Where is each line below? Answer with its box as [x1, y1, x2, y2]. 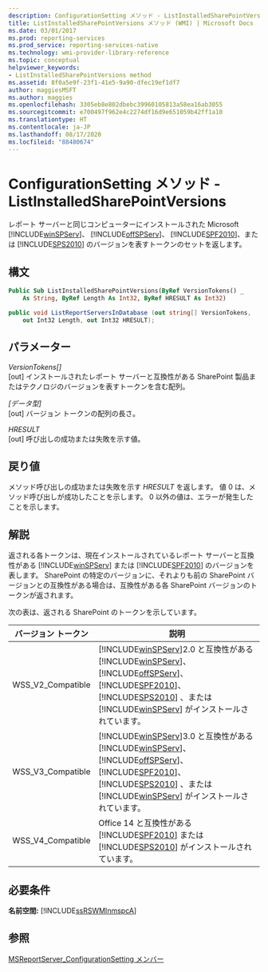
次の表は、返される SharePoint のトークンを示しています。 [8, 608, 201, 617]
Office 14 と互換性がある [98, 818, 192, 829]
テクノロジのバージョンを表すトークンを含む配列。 [22, 381, 190, 391]
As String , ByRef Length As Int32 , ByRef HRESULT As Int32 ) [22, 295, 227, 303]
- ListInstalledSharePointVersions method [8, 71, 152, 79]
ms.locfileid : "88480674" [8, 137, 94, 146]
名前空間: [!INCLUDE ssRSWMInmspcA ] [8, 906, 137, 915]
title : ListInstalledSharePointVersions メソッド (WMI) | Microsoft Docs [8, 19, 254, 27]
